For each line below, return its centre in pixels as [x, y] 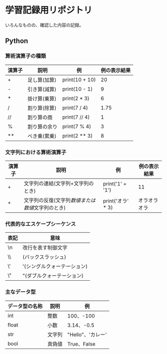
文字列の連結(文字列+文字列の [59, 183]
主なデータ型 [21, 292]
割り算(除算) [42, 108]
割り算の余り [43, 127]
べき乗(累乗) [42, 136]
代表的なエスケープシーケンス [41, 224]
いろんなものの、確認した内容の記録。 [44, 25]
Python [17, 41]
